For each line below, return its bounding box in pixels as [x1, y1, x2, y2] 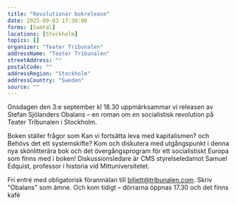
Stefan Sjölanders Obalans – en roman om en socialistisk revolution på [7, 110, 214, 119]
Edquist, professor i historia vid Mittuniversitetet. [7, 162, 150, 171]
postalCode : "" [7, 63, 53, 70]
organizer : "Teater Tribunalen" [7, 43, 103, 51]
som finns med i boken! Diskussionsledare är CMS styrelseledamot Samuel [7, 154, 227, 163]
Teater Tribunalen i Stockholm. [7, 118, 98, 127]
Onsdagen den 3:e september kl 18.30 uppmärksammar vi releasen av [7, 102, 214, 111]
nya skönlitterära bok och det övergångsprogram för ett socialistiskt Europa [7, 147, 230, 155]
